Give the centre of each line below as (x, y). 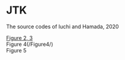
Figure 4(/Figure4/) (30, 44)
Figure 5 (16, 50)
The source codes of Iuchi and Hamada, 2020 (62, 26)
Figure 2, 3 (19, 38)
